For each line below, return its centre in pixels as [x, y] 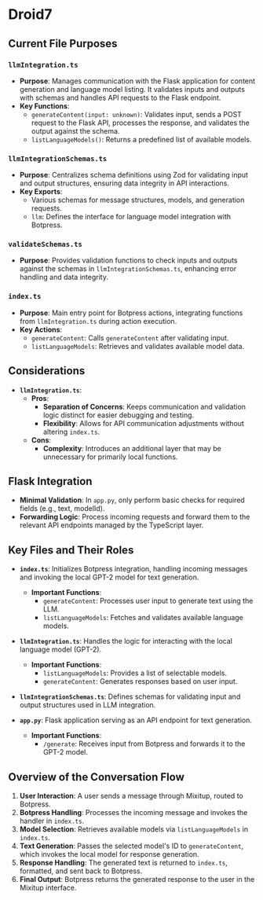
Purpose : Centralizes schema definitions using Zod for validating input [134, 175]
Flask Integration [50, 481]
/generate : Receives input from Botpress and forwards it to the [144, 744]
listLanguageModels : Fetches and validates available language [143, 618]
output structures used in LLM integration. [88, 705]
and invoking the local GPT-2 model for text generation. [109, 577]
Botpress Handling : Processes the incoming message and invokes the [133, 813]
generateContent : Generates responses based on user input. [140, 681]
